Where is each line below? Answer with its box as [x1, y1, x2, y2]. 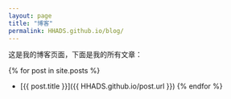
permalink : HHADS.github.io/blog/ [8, 27, 125, 35]
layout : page [8, 11, 52, 20]
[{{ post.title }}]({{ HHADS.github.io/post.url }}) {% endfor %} [19, 81, 223, 91]
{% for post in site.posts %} [8, 66, 101, 76]
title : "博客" [8, 19, 54, 27]
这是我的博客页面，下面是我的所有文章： [8, 50, 142, 60]
